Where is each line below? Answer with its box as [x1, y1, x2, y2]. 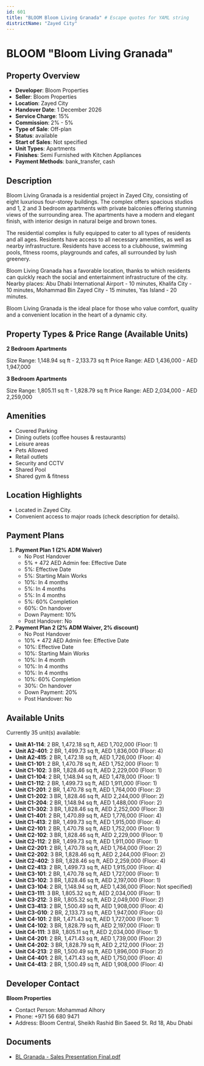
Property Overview [6, 71, 80, 81]
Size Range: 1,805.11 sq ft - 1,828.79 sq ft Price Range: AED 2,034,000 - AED [6, 387, 198, 394]
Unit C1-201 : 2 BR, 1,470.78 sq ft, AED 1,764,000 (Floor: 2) [15, 786, 161, 793]
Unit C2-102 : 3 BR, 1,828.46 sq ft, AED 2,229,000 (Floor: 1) [15, 832, 163, 839]
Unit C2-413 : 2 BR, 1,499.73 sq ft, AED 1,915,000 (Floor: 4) [15, 864, 162, 871]
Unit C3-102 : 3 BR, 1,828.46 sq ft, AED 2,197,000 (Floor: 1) [15, 877, 161, 884]
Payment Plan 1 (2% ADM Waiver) [15, 546, 102, 554]
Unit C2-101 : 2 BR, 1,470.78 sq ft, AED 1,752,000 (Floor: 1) [15, 825, 160, 832]
